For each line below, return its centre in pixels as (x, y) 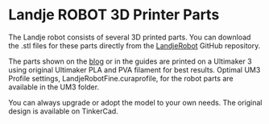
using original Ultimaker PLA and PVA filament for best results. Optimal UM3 (134, 69)
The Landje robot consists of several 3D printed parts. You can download (130, 37)
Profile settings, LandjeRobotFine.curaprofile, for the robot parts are (121, 78)
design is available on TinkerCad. (63, 111)
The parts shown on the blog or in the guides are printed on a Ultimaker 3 (130, 61)
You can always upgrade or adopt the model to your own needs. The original (135, 102)
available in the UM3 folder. (54, 87)
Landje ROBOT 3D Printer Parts (114, 15)
